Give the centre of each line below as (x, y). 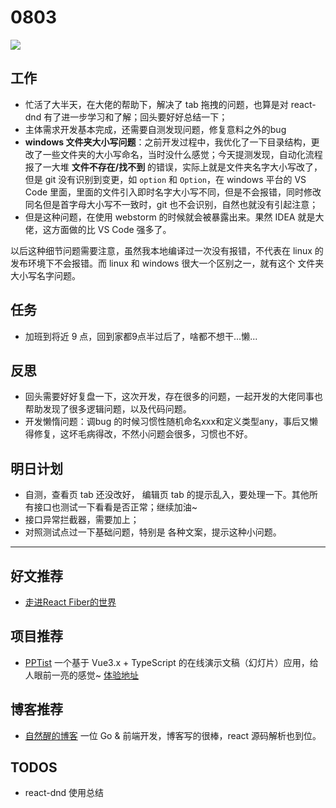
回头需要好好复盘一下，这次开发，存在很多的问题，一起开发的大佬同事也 (173, 397)
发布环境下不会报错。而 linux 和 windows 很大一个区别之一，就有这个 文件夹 (167, 263)
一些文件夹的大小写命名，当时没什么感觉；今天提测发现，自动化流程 (182, 154)
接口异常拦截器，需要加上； (82, 520)
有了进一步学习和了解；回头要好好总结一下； (135, 117)
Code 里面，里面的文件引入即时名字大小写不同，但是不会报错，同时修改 (173, 192)
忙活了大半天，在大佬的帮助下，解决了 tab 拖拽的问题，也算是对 (156, 104)
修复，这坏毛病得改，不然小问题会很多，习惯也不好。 (143, 434)
